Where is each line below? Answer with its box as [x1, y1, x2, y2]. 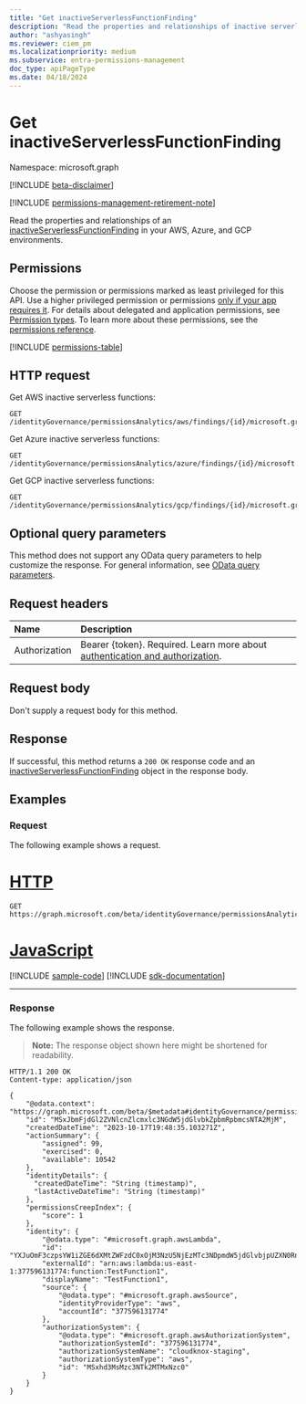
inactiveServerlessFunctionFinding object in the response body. [9, 765, 249, 776]
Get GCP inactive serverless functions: [9, 476, 155, 487]
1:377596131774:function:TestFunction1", [9, 1267, 169, 1276]
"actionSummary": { [25, 1131, 100, 1141]
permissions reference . [9, 323, 97, 334]
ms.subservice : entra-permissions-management [9, 56, 185, 65]
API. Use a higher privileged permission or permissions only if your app [9, 294, 277, 306]
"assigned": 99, [42, 1139, 104, 1148]
